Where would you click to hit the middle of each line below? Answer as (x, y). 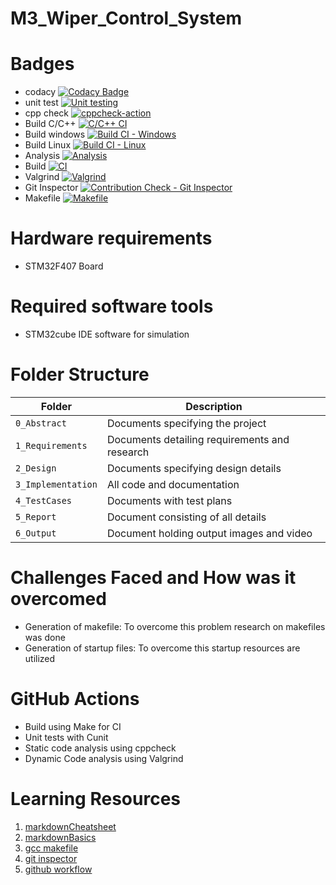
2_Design (36, 468)
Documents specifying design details (194, 468)
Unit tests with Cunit (66, 737)
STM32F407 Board (64, 266)
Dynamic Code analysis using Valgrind (104, 758)
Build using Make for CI (73, 726)
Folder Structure (80, 374)
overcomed (58, 599)
